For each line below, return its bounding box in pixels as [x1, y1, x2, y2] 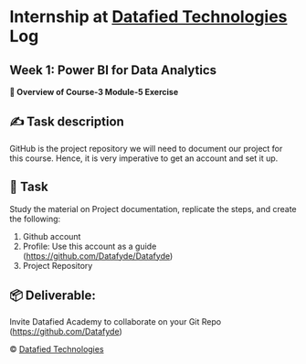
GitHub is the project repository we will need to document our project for [9, 143, 283, 154]
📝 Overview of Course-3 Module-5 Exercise [9, 87, 179, 97]
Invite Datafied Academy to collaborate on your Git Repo [9, 316, 222, 327]
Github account [22, 230, 81, 241]
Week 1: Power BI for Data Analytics [9, 62, 217, 78]
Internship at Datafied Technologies [9, 6, 288, 27]
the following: [9, 213, 61, 224]
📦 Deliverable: [9, 288, 96, 304]
